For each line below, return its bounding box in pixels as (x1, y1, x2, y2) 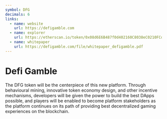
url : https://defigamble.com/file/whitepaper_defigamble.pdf (14, 44, 143, 49)
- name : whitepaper (9, 40, 50, 45)
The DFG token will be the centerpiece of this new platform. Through (5, 82, 146, 88)
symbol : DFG (5, 7, 30, 12)
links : (5, 16, 19, 21)
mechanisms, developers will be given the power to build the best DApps (5, 92, 155, 98)
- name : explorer (9, 30, 46, 35)
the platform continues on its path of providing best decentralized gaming (5, 103, 156, 109)
